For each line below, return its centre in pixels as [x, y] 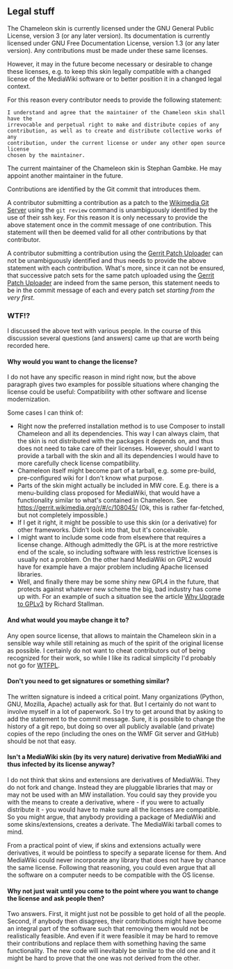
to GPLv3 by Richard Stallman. [61, 604]
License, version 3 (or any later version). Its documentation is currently [109, 36]
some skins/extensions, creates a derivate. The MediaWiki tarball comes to [115, 824]
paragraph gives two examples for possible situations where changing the [113, 384]
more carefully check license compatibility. [79, 464]
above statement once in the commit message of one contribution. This [110, 224]
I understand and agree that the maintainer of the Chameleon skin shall [116, 112]
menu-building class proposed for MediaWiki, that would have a [109, 493]
